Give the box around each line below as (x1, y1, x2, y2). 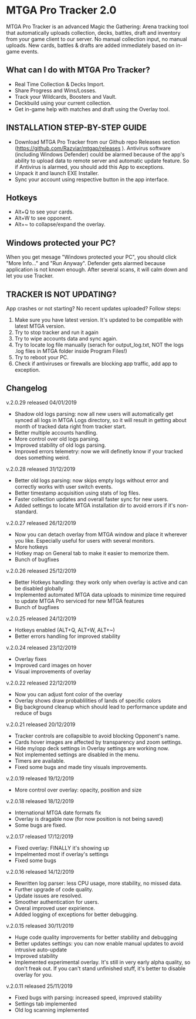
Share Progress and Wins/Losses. (14, 86, 97, 94)
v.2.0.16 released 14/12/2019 (6, 868, 75, 875)
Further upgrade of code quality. (14, 886, 94, 893)
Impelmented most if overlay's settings (14, 850, 109, 857)
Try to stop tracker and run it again (14, 329, 99, 336)
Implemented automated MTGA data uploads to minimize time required (14, 591, 186, 598)
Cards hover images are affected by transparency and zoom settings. (14, 739, 183, 746)
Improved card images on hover (14, 661, 92, 669)
